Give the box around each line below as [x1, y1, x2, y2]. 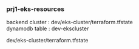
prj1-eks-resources [6, 5, 65, 13]
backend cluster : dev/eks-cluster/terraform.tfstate [6, 19, 134, 26]
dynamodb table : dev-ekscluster [6, 25, 89, 32]
